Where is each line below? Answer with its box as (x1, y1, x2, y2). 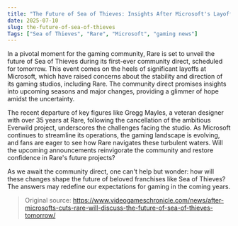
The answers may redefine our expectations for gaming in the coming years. (7, 182, 231, 191)
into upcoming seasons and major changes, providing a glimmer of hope (7, 87, 220, 96)
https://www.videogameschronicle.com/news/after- (72, 196, 225, 205)
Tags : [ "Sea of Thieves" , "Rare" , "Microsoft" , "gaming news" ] (7, 30, 198, 38)
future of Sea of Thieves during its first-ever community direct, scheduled (7, 57, 223, 66)
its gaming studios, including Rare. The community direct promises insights (7, 79, 227, 89)
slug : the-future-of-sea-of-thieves (7, 23, 115, 30)
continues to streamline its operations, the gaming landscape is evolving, (7, 131, 220, 140)
